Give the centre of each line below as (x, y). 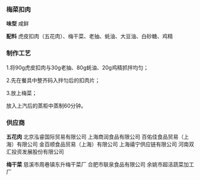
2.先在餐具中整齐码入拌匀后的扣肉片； (53, 80)
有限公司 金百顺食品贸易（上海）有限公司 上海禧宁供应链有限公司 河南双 (105, 144)
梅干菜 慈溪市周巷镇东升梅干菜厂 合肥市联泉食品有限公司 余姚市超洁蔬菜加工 (100, 164)
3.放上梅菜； (22, 93)
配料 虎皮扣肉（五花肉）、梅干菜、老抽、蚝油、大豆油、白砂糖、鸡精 (90, 36)
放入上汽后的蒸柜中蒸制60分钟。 (46, 105)
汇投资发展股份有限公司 (35, 151)
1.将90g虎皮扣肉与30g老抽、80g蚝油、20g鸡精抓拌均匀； (77, 68)
